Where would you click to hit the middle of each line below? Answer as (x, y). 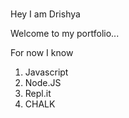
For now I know (42, 53)
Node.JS (43, 83)
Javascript (46, 72)
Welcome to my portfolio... (65, 34)
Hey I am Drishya (45, 14)
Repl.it (38, 94)
